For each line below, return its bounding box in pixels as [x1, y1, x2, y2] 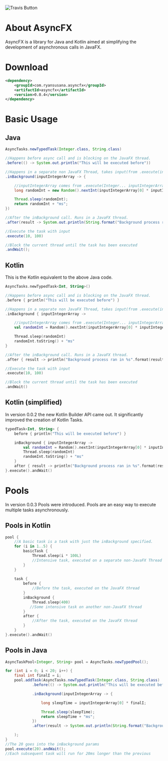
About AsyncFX [5, 23, 72, 34]
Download [5, 62, 48, 73]
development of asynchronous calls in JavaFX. [5, 44, 101, 50]
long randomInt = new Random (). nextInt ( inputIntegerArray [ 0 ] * [14, 188, 149, 193]
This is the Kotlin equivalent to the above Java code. [5, 274, 113, 280]
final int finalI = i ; [14, 673, 61, 678]
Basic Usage [5, 114, 58, 125]
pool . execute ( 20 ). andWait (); [5, 746, 66, 751]
